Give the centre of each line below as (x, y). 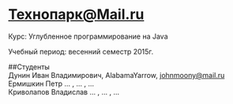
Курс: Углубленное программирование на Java (88, 36)
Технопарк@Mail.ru (76, 15)
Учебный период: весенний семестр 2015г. (81, 51)
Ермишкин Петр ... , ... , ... (51, 84)
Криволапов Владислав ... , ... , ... (64, 91)
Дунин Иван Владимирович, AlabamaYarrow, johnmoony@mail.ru (116, 75)
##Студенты (29, 67)
